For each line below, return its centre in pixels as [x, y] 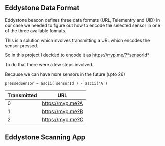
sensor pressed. [22, 45]
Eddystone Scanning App [45, 137]
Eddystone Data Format [42, 8]
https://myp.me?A [62, 103]
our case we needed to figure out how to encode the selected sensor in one [82, 25]
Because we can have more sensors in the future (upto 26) [65, 74]
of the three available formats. [36, 30]
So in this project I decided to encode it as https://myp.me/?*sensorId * [77, 55]
